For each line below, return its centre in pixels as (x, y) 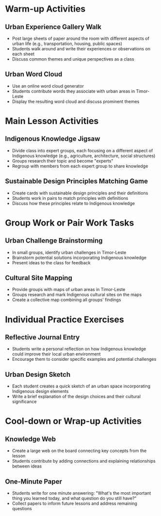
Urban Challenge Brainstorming (54, 241)
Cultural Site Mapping (39, 278)
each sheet (23, 54)
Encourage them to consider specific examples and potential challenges (84, 359)
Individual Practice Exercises (65, 319)
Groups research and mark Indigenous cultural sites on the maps (77, 295)
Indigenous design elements (40, 391)
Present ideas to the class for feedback (51, 262)
